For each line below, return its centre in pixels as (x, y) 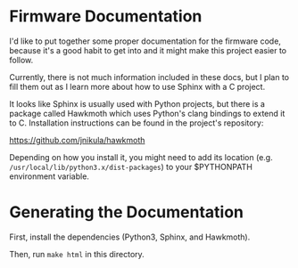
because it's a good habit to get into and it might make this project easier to (148, 50)
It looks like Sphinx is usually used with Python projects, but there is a (137, 103)
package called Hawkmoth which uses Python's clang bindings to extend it (147, 113)
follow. (21, 60)
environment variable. (49, 176)
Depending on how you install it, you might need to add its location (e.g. (141, 157)
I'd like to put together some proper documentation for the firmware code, (145, 41)
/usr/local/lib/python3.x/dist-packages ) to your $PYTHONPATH (131, 166)
